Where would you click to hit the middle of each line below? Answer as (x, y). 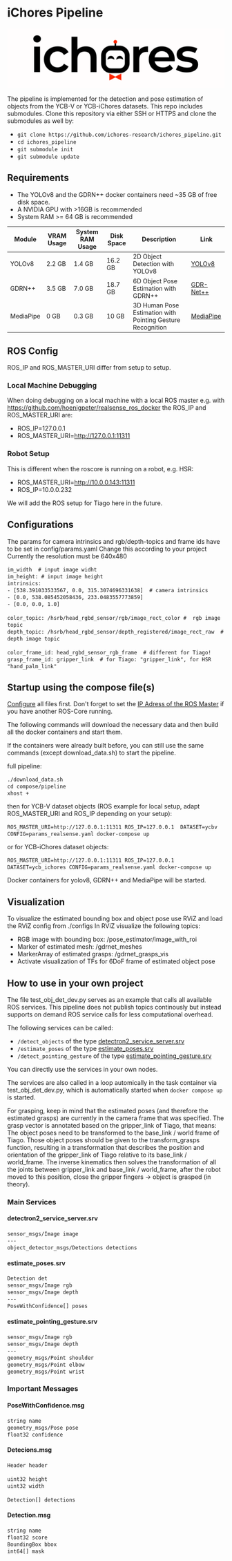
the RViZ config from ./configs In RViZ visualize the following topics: (104, 926)
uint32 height (28, 1479)
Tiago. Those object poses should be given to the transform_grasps (104, 1140)
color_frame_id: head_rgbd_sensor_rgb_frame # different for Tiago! (109, 652)
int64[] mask (26, 1552)
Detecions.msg (30, 1450)
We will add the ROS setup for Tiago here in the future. (85, 503)
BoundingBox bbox (32, 1545)
